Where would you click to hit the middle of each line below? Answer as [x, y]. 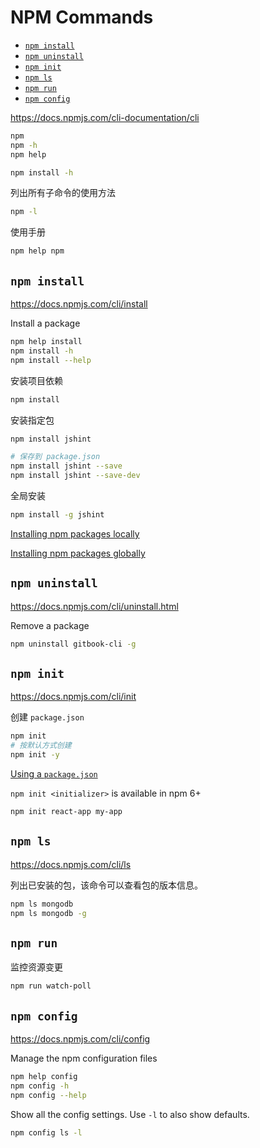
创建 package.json [47, 717]
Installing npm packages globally [78, 553]
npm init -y [35, 755]
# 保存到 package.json [55, 457]
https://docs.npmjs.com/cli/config [80, 1038]
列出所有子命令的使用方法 [63, 193]
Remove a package [50, 625]
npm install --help [51, 360]
